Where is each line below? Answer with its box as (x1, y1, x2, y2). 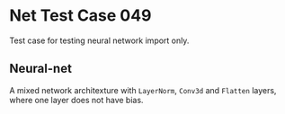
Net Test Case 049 (9, 5, 152, 26)
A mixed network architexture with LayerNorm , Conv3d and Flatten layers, (9, 84, 277, 95)
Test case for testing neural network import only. (9, 35, 190, 46)
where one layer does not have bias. (9, 94, 144, 105)
